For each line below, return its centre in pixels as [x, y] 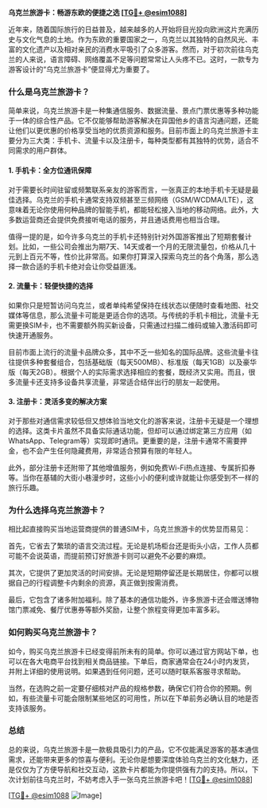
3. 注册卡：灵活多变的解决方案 [58, 402]
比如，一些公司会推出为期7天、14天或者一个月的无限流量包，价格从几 [135, 246]
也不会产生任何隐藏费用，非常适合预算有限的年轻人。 [109, 450]
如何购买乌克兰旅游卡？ [53, 633]
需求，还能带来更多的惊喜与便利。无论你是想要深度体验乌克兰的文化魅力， [130, 759]
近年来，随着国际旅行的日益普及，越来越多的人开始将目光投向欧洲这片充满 [130, 29]
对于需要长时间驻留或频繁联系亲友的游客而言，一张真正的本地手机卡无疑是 [130, 190]
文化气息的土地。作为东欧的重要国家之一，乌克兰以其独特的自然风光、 [137, 39]
